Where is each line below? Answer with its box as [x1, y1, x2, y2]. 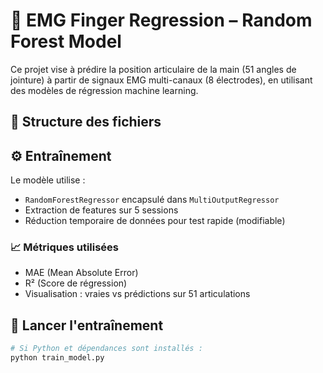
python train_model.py [10, 353, 105, 363]
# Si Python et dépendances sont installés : [10, 344, 203, 354]
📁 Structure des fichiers [10, 114, 162, 131]
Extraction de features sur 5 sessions [24, 204, 179, 216]
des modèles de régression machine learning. [10, 84, 199, 96]
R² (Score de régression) [24, 277, 128, 289]
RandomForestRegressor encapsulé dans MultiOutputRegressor [24, 194, 280, 206]
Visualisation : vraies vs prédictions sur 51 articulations [24, 288, 251, 300]
